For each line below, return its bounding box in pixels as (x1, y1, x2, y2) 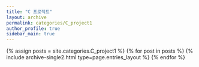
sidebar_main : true (6, 31, 55, 37)
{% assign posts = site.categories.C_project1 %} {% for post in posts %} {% (6, 47, 194, 54)
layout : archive (6, 14, 47, 20)
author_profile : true (6, 25, 61, 32)
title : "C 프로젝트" (6, 8, 53, 15)
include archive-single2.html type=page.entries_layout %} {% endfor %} (6, 54, 186, 61)
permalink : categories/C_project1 (6, 20, 93, 26)
